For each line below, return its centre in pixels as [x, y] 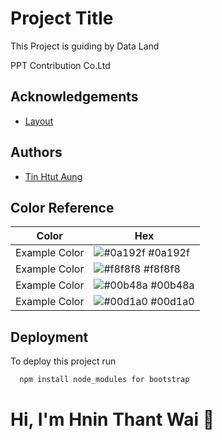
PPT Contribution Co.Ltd [60, 65]
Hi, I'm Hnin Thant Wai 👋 [112, 419]
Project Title [62, 18]
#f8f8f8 [162, 269]
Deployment [49, 337]
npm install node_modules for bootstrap [104, 380]
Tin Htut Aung [53, 176]
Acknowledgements [74, 97]
